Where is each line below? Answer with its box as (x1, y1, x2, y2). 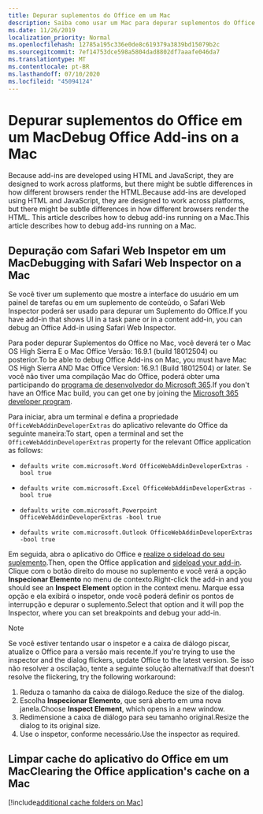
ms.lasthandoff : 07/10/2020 (8, 70, 101, 78)
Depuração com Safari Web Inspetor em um (8, 243, 227, 257)
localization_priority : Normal (8, 33, 111, 42)
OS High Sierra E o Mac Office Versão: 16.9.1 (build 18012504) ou (8, 347, 218, 356)
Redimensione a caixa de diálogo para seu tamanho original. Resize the (19, 712, 250, 722)
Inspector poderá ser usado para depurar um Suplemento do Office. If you (8, 307, 248, 316)
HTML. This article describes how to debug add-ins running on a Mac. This (8, 213, 250, 222)
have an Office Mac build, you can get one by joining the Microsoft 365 (8, 388, 239, 398)
